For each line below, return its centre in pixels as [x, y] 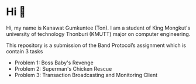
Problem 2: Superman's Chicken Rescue [63, 68]
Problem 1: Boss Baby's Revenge [54, 63]
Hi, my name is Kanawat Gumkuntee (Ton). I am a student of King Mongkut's [98, 28]
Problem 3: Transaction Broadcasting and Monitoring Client [86, 75]
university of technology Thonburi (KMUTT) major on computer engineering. [98, 34]
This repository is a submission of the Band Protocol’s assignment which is [96, 45]
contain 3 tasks [25, 51]
